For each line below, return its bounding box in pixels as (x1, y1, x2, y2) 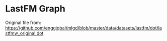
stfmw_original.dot (5, 30, 44, 36)
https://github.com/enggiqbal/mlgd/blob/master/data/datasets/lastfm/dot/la (5, 24, 162, 30)
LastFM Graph (5, 3, 65, 14)
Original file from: (5, 19, 41, 25)
